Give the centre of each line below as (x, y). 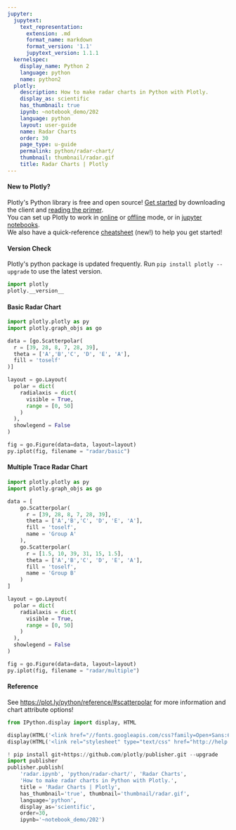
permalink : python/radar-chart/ (67, 151)
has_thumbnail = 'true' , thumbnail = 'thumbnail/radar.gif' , (105, 793)
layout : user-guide (48, 125)
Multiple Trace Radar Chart (47, 467)
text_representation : (51, 27)
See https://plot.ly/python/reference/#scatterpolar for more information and (117, 702)
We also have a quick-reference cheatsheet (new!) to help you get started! (115, 232)
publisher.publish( (36, 767)
